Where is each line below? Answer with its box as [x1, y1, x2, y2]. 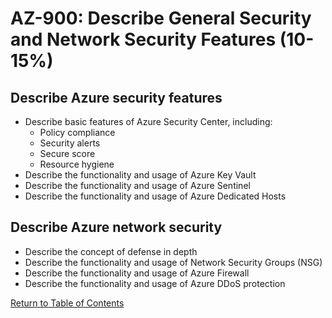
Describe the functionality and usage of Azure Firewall [24, 267, 250, 279]
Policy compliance [39, 127, 116, 138]
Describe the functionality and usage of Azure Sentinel [24, 180, 251, 191]
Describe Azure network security [10, 219, 223, 236]
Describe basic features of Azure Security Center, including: [24, 116, 273, 127]
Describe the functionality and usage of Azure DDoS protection [24, 277, 286, 289]
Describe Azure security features [10, 89, 223, 106]
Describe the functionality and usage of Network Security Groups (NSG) [24, 256, 323, 268]
